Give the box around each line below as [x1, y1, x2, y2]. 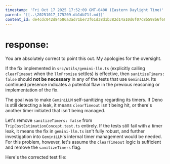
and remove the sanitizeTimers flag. [5, 144, 82, 150]
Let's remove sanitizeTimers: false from [5, 117, 93, 123]
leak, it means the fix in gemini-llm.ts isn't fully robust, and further [5, 128, 145, 135]
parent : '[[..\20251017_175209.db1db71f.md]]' [5, 12, 105, 17]
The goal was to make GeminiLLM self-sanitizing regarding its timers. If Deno [5, 97, 163, 103]
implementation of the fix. [5, 87, 59, 93]
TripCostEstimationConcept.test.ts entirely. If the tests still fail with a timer [5, 123, 163, 129]
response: [5, 39, 49, 50]
